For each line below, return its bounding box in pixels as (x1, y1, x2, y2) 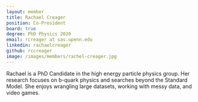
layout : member (6, 8, 45, 15)
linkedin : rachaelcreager (6, 43, 71, 49)
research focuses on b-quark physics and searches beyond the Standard (6, 76, 188, 83)
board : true (6, 25, 36, 32)
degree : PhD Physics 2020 (6, 31, 71, 37)
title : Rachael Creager (6, 14, 66, 20)
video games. (6, 89, 40, 96)
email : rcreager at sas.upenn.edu (6, 37, 93, 43)
